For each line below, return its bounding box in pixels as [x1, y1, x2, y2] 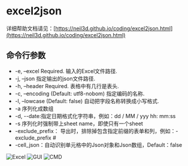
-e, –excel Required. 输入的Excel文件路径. [14, 67, 118, 74]
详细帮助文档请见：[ [6, 25, 56, 32]
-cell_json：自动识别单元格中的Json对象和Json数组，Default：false [14, 141, 183, 148]
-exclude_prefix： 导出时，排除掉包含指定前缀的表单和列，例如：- [14, 127, 178, 134]
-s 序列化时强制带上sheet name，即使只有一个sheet [14, 120, 144, 127]
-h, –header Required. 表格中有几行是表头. [14, 82, 119, 89]
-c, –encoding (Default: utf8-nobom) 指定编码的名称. [14, 90, 145, 97]
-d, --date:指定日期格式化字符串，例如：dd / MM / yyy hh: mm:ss [14, 112, 176, 119]
